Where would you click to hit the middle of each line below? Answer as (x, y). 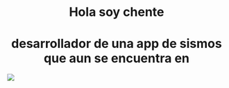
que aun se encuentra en (117, 59)
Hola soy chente (117, 12)
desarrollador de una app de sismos (117, 44)
